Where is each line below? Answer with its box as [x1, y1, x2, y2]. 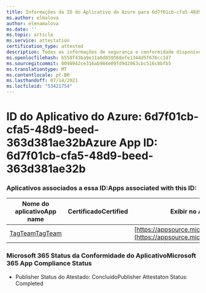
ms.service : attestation [6, 37, 70, 44]
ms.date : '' [6, 26, 37, 33]
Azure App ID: [85, 136, 158, 150]
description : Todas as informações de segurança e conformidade [6, 49, 174, 55]
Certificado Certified [67, 207, 129, 216]
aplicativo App [15, 207, 57, 216]
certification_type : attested [6, 44, 84, 50]
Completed [15, 279, 44, 287]
